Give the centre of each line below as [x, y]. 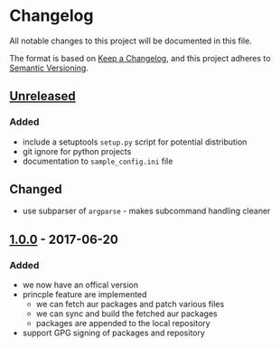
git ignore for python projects [77, 151]
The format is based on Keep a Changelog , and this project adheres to [140, 58]
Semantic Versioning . [49, 68]
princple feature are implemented [84, 295]
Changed [36, 189]
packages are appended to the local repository [123, 324]
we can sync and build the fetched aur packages [127, 314]
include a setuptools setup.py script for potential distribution [135, 142]
